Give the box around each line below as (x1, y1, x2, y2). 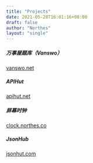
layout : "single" (6, 30, 49, 36)
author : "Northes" (6, 25, 51, 31)
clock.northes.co (6, 122, 47, 129)
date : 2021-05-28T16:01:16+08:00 (6, 14, 88, 20)
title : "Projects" (6, 8, 51, 15)
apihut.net (6, 93, 31, 100)
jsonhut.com (6, 150, 36, 157)
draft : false (6, 19, 38, 25)
